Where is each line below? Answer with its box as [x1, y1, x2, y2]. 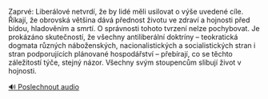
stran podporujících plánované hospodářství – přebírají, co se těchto [8, 49, 234, 58]
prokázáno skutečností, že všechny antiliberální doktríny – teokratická [8, 32, 238, 42]
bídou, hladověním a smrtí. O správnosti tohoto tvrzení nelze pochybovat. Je [8, 24, 260, 33]
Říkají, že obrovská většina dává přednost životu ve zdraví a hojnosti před [8, 15, 250, 25]
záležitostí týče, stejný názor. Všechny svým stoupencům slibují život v [8, 57, 242, 67]
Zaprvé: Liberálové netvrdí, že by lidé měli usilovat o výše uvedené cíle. [8, 7, 244, 16]
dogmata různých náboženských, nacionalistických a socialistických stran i [8, 41, 256, 50]
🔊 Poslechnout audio [8, 82, 80, 91]
